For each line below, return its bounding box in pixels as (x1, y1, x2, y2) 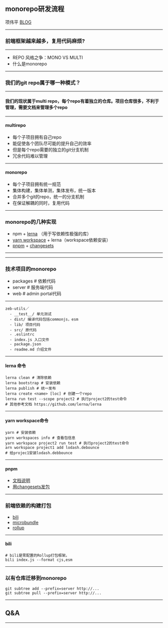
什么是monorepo (12, 61, 47, 67)
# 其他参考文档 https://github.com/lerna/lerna (5, 402, 101, 407)
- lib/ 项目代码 (9, 322, 41, 327)
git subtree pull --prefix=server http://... (5, 591, 101, 596)
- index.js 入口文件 (9, 337, 49, 342)
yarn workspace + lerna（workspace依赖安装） (12, 237, 111, 243)
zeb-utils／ (5, 306, 29, 311)
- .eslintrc (9, 332, 35, 337)
